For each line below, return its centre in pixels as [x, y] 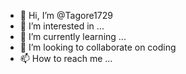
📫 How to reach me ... [66, 58]
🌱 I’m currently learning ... [73, 36]
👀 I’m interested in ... [62, 26]
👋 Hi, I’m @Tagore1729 [66, 15]
